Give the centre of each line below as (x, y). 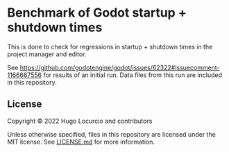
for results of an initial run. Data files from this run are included (133, 75)
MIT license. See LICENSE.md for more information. (81, 142)
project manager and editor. (47, 54)
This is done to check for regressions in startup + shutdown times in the (110, 47)
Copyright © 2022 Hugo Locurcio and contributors (80, 121)
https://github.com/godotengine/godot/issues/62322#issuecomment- (120, 67)
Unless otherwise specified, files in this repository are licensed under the (112, 134)
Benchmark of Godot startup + (97, 13)
